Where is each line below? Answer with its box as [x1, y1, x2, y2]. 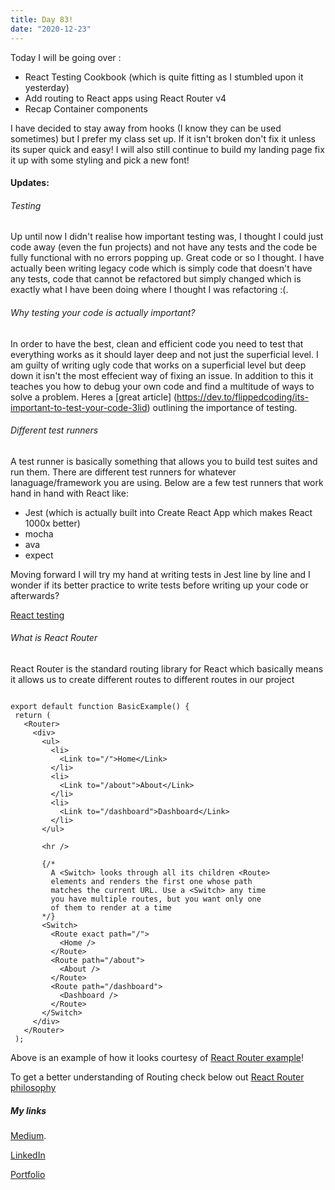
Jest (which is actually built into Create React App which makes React [24, 506, 313, 518]
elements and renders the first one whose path [50, 876, 253, 886]
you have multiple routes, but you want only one [50, 894, 262, 904]
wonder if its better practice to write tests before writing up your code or [10, 579, 309, 591]
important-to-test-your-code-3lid [10, 401, 148, 413]
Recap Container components [24, 102, 148, 115]
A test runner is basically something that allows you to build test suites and [10, 455, 318, 467]
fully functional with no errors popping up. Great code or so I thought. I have [10, 252, 325, 264]
